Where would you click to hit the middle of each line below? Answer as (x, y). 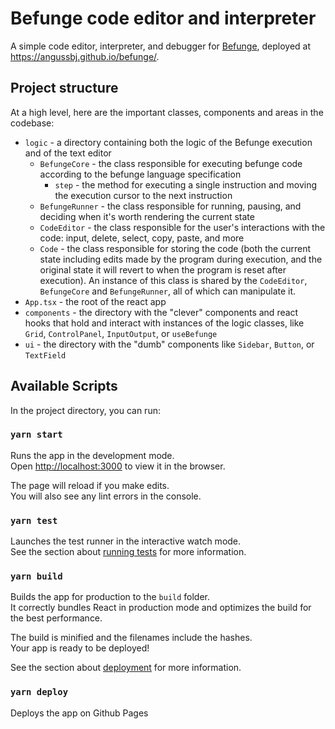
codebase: (32, 123)
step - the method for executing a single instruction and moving (186, 184)
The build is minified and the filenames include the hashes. (131, 638)
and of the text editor (68, 153)
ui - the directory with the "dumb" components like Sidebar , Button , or (169, 344)
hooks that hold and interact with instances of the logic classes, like (164, 323)
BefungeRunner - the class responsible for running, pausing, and (170, 206)
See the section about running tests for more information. (128, 552)
